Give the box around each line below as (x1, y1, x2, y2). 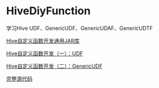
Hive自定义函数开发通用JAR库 (6, 37, 79, 44)
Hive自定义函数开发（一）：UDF (6, 49, 84, 57)
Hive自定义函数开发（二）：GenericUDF (6, 62, 103, 70)
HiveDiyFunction (6, 4, 91, 18)
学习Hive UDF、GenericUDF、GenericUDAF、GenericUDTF (6, 24, 153, 32)
